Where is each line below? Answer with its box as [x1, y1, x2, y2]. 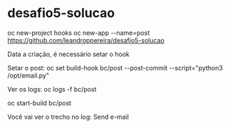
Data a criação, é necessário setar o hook [7, 50, 130, 58]
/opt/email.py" [7, 71, 50, 80]
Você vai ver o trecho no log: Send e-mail [7, 112, 130, 121]
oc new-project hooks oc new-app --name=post [7, 28, 150, 37]
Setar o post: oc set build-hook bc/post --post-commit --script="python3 [7, 63, 223, 72]
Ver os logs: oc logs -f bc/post [7, 85, 97, 93]
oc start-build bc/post [7, 98, 72, 107]
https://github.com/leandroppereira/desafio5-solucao [7, 36, 165, 44]
